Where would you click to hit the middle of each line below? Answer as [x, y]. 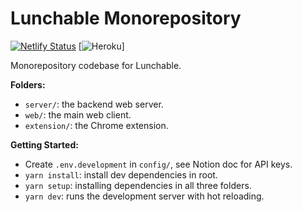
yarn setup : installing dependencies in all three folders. [138, 185]
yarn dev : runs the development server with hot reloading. [144, 196]
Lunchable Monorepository [126, 18]
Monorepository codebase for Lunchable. [96, 65]
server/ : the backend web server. [94, 104]
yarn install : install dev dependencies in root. [121, 174]
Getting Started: [44, 144]
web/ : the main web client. [78, 114]
